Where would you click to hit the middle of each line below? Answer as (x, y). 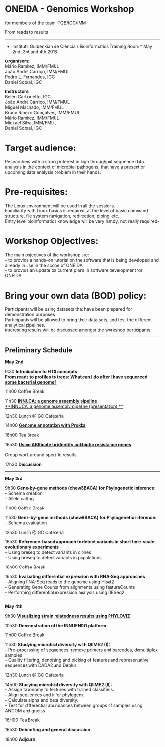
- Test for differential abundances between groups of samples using (74, 705)
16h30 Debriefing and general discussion (48, 729)
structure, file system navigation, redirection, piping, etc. (62, 216)
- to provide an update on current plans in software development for (74, 270)
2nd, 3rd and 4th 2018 (35, 51)
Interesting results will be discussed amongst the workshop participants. (79, 330)
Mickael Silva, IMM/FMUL (31, 123)
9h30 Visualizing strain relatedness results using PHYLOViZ (68, 616)
